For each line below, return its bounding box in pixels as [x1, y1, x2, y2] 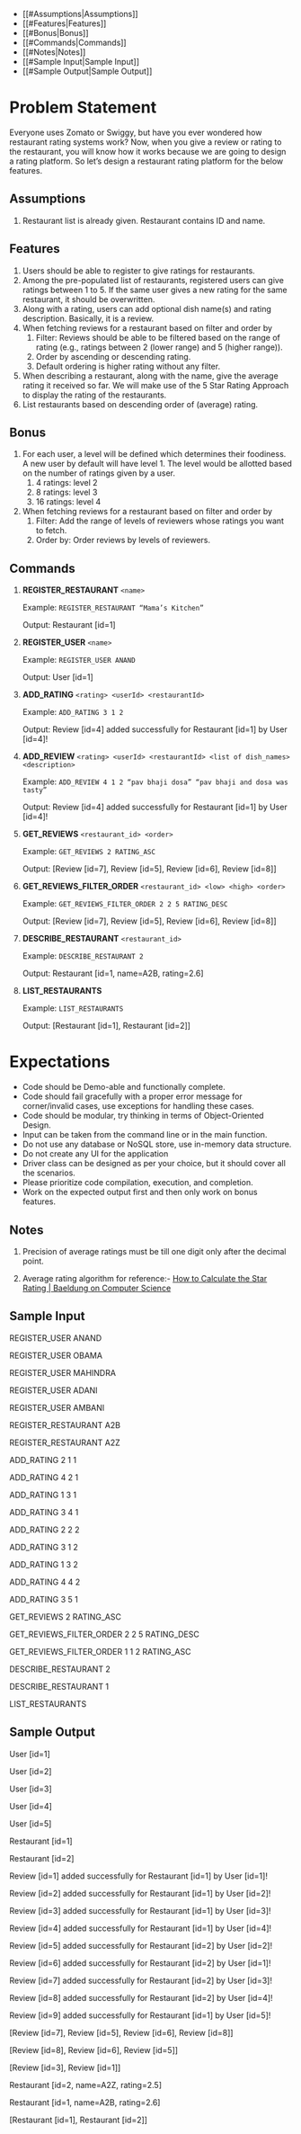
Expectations [9, 1052, 111, 1072]
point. [22, 1255, 45, 1266]
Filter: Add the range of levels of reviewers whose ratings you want [35, 515, 285, 526]
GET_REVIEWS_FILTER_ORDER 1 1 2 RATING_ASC [9, 1646, 191, 1656]
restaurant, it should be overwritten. [22, 293, 155, 305]
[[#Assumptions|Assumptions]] [22, 9, 138, 19]
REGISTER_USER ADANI [9, 1385, 98, 1396]
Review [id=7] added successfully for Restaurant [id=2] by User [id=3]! [9, 1975, 272, 1986]
